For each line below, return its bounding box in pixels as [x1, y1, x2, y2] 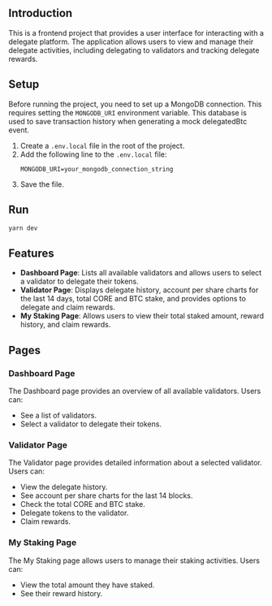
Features [8, 246, 54, 260]
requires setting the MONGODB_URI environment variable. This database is [8, 107, 248, 117]
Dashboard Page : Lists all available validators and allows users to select [19, 268, 262, 278]
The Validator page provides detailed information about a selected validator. [8, 458, 262, 468]
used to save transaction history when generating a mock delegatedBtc [8, 116, 248, 126]
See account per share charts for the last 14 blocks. [19, 491, 193, 500]
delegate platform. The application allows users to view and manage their [8, 37, 254, 46]
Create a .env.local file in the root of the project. [19, 141, 185, 150]
